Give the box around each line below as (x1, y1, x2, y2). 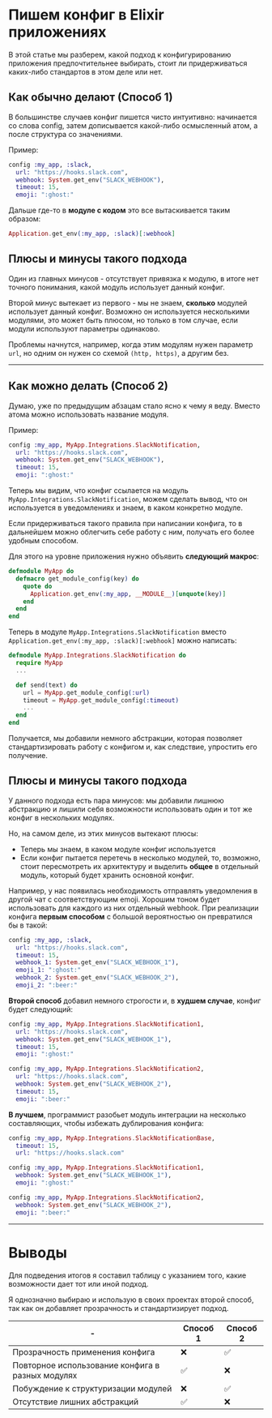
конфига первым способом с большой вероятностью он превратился (8, 911, 253, 921)
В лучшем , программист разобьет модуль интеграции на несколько (8, 1109, 247, 1120)
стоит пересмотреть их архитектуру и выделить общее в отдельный (19, 861, 259, 871)
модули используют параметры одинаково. (8, 323, 160, 333)
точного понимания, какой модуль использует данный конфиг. (8, 282, 225, 292)
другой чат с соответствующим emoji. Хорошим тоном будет (8, 894, 220, 904)
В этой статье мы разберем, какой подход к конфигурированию (8, 49, 232, 59)
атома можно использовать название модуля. (8, 409, 169, 419)
